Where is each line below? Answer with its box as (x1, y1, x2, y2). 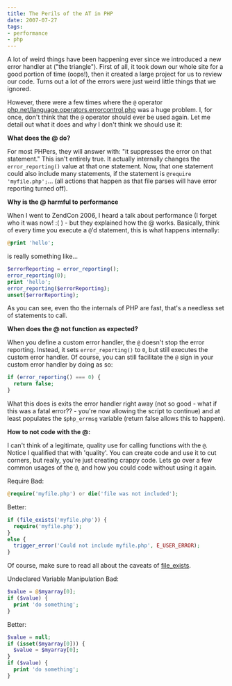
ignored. (7, 85, 31, 93)
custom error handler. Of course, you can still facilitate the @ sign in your (7, 353, 214, 362)
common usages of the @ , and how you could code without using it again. (7, 463, 217, 472)
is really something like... (7, 252, 78, 260)
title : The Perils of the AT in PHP (7, 10, 113, 17)
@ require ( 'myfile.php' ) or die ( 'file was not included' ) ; (7, 490, 179, 497)
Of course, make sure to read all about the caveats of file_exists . (7, 561, 191, 570)
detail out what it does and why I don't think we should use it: (7, 120, 183, 129)
